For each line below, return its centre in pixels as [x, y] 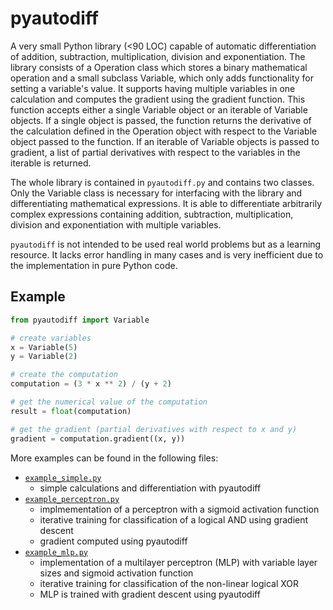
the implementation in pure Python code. [94, 265]
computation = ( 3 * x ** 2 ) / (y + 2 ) [91, 384]
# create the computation [64, 375]
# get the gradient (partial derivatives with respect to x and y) [154, 429]
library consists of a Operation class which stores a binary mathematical [159, 67]
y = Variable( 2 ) [44, 357]
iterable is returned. [51, 163]
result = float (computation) [71, 411]
